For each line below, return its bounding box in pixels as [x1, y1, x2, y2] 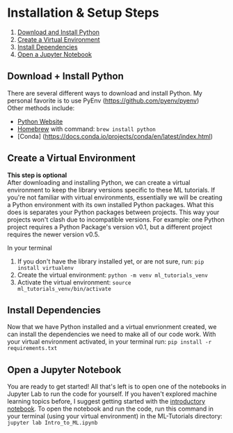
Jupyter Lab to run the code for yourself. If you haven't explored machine [7, 390, 218, 398]
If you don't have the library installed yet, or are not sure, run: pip [17, 257, 204, 266]
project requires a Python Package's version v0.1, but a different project [7, 222, 212, 231]
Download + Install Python [7, 70, 124, 82]
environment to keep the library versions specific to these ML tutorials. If [7, 185, 216, 194]
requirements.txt [7, 345, 58, 352]
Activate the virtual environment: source [17, 278, 131, 287]
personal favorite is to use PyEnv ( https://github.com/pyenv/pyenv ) [7, 96, 200, 105]
